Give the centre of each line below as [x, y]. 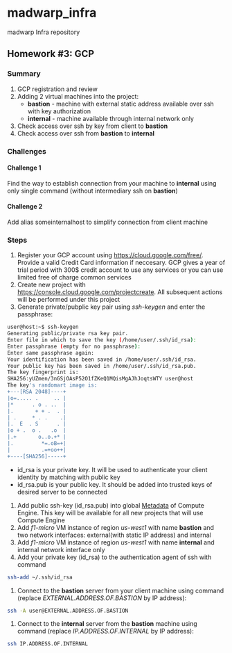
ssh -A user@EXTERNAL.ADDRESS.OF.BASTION [68, 611]
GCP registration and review [57, 89]
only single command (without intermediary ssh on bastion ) [92, 191]
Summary [24, 74]
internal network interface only [61, 549]
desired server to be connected [62, 492]
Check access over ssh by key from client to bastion [92, 126]
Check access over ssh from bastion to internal [86, 133]
